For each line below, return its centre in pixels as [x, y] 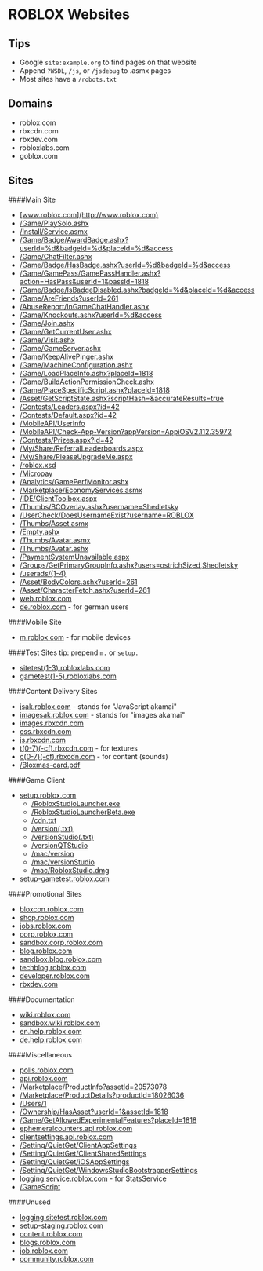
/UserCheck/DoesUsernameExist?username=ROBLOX [106, 515]
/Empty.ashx [40, 531]
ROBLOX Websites [69, 15]
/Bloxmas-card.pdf [50, 765]
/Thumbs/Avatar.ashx [54, 548]
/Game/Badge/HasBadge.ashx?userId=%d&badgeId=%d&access [125, 265]
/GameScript [40, 1186]
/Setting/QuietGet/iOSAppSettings [74, 1161]
